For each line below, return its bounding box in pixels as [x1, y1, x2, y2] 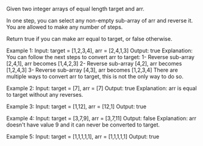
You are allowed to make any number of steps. [6, 24, 123, 30]
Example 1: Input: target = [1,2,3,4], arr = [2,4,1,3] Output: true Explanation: [6, 47, 193, 54]
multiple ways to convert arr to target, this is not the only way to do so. [6, 73, 184, 80]
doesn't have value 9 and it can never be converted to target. [6, 121, 160, 128]
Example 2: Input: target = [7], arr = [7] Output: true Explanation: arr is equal [6, 85, 197, 92]
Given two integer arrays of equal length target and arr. [6, 5, 144, 12]
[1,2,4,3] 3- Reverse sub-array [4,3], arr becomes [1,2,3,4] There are [6, 66, 178, 74]
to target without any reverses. [6, 91, 84, 98]
